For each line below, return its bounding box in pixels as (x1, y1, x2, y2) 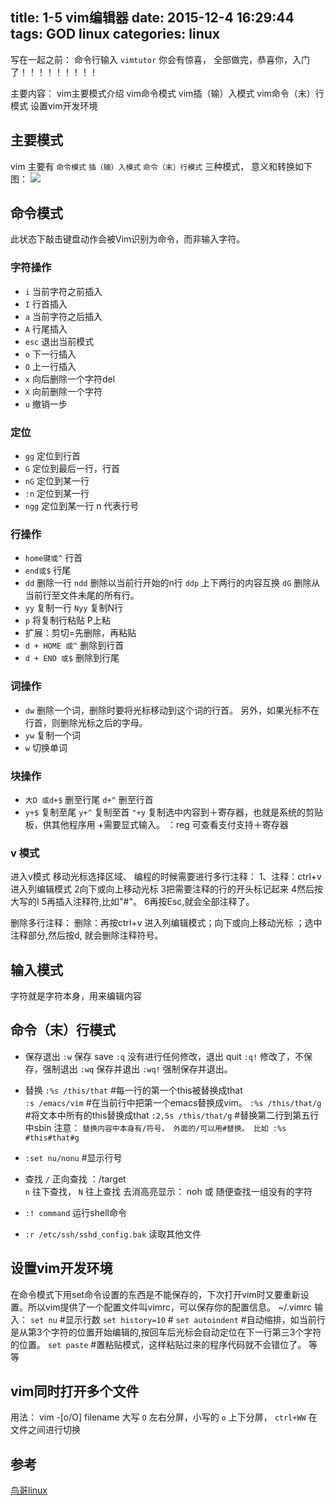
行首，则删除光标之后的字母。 (24, 716, 148, 728)
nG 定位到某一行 (24, 475, 90, 487)
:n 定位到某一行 (24, 488, 90, 500)
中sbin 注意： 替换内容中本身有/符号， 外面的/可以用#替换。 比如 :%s (24, 1121, 287, 1133)
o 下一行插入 (24, 348, 77, 360)
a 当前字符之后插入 (24, 310, 103, 322)
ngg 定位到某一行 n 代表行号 (24, 500, 140, 512)
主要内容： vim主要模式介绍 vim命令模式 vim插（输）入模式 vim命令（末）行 (10, 87, 325, 99)
